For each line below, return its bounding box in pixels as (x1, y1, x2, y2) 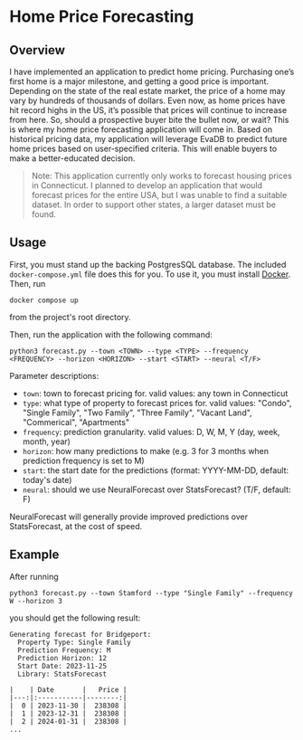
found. (31, 209, 57, 219)
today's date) (22, 474, 72, 485)
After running (9, 571, 59, 582)
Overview (9, 43, 66, 58)
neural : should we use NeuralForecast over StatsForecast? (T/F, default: (22, 484, 291, 495)
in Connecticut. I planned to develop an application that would (31, 180, 263, 191)
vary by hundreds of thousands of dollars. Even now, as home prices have (9, 95, 286, 106)
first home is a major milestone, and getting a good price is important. (9, 76, 270, 87)
